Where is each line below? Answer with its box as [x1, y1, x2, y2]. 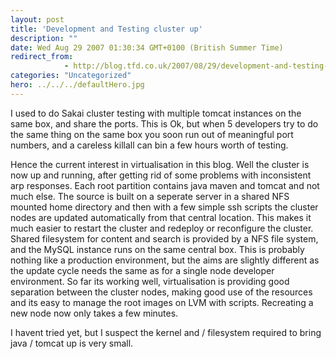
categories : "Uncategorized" [10, 71, 132, 81]
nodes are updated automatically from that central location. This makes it [10, 211, 312, 223]
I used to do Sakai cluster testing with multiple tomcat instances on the [10, 107, 302, 119]
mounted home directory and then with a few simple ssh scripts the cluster [10, 201, 319, 213]
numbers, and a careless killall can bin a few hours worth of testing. [10, 139, 289, 151]
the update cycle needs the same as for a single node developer [10, 264, 275, 276]
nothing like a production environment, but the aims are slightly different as [10, 254, 320, 266]
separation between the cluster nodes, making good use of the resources [10, 286, 313, 298]
